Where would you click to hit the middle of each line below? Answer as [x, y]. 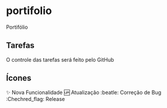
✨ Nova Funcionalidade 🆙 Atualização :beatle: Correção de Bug [84, 92]
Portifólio [17, 27]
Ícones [19, 78]
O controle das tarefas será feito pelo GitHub [60, 59]
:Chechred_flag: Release [36, 99]
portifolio [29, 11]
